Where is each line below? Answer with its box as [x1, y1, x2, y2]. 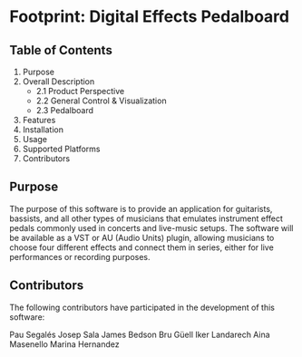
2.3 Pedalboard [35, 105, 93, 115]
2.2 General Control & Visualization [35, 95, 167, 106]
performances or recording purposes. [9, 251, 151, 262]
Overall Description [22, 76, 95, 87]
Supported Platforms [22, 143, 101, 154]
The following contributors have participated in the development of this [9, 302, 275, 313]
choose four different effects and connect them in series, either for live [9, 242, 274, 253]
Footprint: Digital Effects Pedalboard [9, 6, 290, 27]
